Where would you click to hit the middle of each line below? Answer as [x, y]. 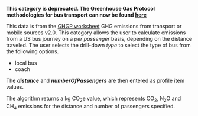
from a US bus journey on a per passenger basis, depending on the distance [99, 39]
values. [15, 87]
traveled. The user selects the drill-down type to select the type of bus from [98, 45]
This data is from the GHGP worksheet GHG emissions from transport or [94, 26]
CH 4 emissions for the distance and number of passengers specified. [91, 107]
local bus [26, 63]
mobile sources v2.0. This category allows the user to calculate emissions [96, 33]
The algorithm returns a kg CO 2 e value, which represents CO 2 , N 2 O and [94, 99]
